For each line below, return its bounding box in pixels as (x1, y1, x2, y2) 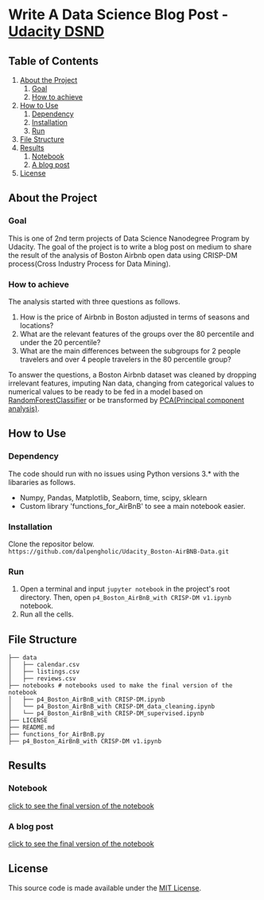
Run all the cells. (19, 609, 74, 619)
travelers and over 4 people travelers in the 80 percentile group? (19, 354, 232, 364)
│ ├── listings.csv (8, 667, 80, 676)
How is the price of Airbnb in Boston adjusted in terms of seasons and (19, 312, 250, 322)
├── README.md (8, 723, 56, 732)
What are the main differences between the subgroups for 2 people (19, 346, 241, 355)
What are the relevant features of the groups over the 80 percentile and (19, 329, 254, 338)
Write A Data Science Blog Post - (8, 6, 229, 24)
